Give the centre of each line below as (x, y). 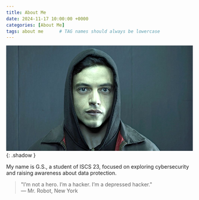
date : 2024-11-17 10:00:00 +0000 (47, 19)
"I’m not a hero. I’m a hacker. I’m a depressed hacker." (86, 184)
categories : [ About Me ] (36, 25)
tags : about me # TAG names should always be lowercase (83, 31)
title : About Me (26, 12)
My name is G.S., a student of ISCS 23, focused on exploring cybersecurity (98, 166)
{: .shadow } (21, 155)
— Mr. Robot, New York (49, 191)
